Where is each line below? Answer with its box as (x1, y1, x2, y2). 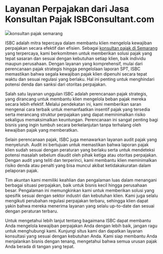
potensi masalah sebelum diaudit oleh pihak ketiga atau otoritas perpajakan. (5, 152, 158, 158)
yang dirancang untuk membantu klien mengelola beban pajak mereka (5, 96, 146, 102)
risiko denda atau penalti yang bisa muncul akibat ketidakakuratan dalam (5, 162, 151, 168)
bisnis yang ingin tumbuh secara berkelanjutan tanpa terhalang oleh (5, 122, 141, 128)
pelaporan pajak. (5, 167, 39, 174)
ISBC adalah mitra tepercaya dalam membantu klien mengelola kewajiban (5, 40, 152, 46)
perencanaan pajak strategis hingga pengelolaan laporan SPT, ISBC (5, 66, 141, 72)
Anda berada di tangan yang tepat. (5, 243, 75, 249)
